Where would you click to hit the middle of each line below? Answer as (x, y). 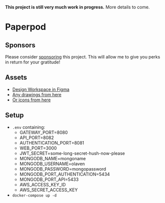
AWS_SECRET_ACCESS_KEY (49, 190)
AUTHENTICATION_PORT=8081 (52, 143)
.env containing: (29, 127)
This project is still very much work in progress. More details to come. (78, 7)
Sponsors (20, 45)
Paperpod (26, 27)
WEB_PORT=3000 (38, 148)
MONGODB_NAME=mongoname (53, 158)
